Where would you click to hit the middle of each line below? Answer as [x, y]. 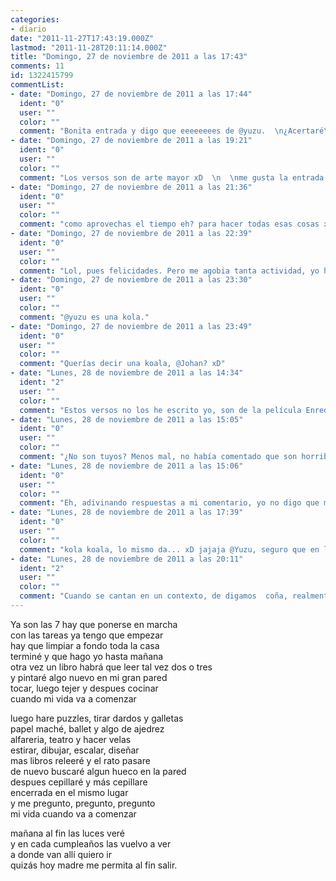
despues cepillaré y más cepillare [79, 782]
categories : [35, 19]
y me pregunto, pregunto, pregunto [83, 803]
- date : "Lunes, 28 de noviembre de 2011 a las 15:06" [127, 466]
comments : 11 [37, 66]
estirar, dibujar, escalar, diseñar [75, 750]
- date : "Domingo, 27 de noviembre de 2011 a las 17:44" [131, 94]
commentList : [37, 85]
